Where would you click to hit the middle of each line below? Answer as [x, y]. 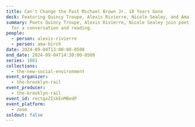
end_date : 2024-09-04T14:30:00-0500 [51, 55]
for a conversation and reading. [52, 28]
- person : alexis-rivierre [44, 39]
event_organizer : [27, 77]
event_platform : [26, 104]
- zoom [19, 109]
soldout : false [25, 115]
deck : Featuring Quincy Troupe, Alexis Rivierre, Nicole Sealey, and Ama [98, 17]
